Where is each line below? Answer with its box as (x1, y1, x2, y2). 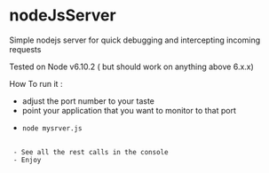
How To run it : (9, 78, 63, 89)
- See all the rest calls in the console (12, 147, 169, 156)
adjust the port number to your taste (21, 95, 155, 106)
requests (9, 43, 42, 54)
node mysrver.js (21, 123, 83, 133)
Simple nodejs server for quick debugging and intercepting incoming (9, 35, 261, 45)
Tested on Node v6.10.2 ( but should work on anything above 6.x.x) (9, 61, 255, 72)
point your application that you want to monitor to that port (21, 105, 237, 115)
